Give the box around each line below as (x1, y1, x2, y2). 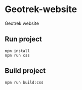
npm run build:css (5, 80, 44, 85)
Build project (5, 67, 46, 75)
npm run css (5, 53, 30, 58)
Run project (5, 35, 43, 43)
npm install (5, 48, 30, 54)
